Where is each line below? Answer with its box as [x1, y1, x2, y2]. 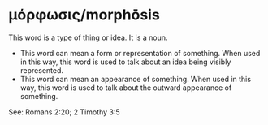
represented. [19, 65, 63, 75]
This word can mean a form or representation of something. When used [19, 48, 261, 58]
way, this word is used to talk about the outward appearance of [19, 83, 232, 93]
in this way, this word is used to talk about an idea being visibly [19, 57, 231, 67]
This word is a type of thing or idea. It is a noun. [8, 32, 168, 42]
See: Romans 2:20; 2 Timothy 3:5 [8, 107, 120, 117]
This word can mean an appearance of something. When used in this [19, 74, 252, 84]
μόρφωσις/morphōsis [8, 6, 160, 24]
